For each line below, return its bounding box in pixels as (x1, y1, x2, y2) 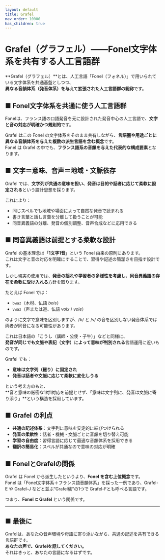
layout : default (5, 7, 38, 12)
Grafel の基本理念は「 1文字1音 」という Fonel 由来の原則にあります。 (5, 250, 143, 256)
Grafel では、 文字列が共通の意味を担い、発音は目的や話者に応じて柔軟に (5, 181, 152, 187)
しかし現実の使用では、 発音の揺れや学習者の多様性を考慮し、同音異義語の (5, 272, 156, 279)
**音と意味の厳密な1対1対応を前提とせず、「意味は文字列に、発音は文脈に (5, 389, 153, 395)
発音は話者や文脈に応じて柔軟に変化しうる (12, 373, 99, 378)
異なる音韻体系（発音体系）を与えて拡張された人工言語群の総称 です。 (5, 86, 146, 92)
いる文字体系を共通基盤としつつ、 (5, 79, 74, 85)
